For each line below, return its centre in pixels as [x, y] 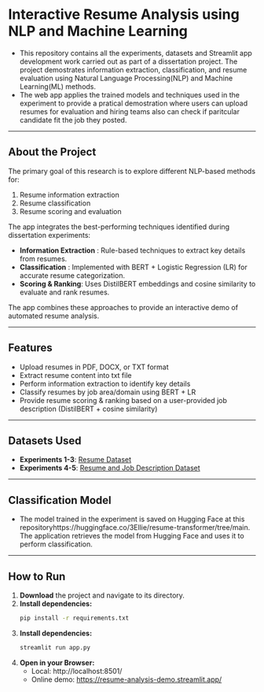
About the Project [52, 152]
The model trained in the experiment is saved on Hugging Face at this [132, 519]
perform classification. [56, 544]
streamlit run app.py [55, 647]
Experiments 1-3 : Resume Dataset [75, 460]
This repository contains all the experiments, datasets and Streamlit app [136, 53]
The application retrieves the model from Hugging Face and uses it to [132, 536]
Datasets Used [45, 440]
